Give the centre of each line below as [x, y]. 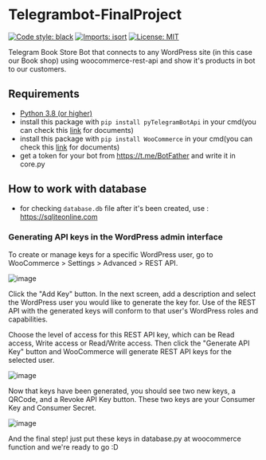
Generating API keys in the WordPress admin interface [115, 237]
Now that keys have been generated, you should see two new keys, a [122, 391]
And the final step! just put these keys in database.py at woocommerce [125, 439]
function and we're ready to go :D [63, 446]
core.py [32, 164]
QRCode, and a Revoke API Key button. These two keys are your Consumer [132, 399]
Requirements [44, 94]
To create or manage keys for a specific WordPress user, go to [111, 254]
